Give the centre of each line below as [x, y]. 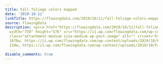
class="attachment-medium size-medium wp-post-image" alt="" [73, 37]
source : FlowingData [26, 23]
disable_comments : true [29, 54]
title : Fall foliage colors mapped [41, 9]
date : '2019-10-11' [25, 14]
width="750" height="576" [36, 32]
